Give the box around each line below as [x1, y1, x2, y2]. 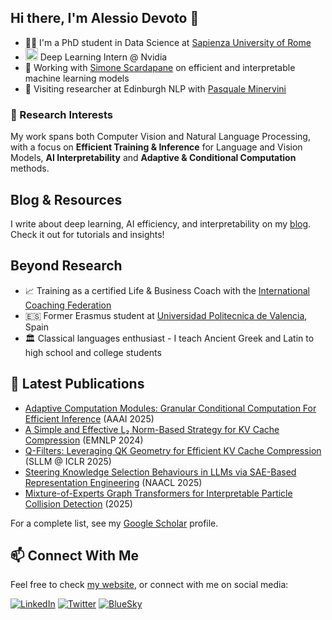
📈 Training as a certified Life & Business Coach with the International [24, 284, 310, 296]
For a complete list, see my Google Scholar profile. [10, 517, 219, 529]
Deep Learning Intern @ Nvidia [39, 51, 168, 63]
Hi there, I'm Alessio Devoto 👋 [10, 10, 200, 27]
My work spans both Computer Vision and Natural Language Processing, [10, 131, 311, 143]
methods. [10, 162, 50, 175]
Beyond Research [10, 257, 123, 275]
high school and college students [24, 346, 162, 358]
